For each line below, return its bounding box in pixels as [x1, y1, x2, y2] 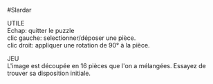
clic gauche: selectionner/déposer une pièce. [7, 34, 136, 42]
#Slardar [7, 6, 32, 14]
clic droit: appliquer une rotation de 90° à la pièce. [7, 41, 150, 49]
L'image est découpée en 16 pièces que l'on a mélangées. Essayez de [7, 62, 206, 70]
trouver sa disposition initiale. [7, 69, 91, 77]
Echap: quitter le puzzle [7, 27, 75, 34]
